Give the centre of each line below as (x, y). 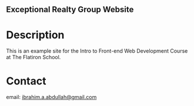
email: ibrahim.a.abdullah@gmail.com (51, 97)
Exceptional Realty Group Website (70, 10)
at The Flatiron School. (34, 57)
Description (35, 35)
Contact (26, 81)
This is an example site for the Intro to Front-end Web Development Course (97, 51)
